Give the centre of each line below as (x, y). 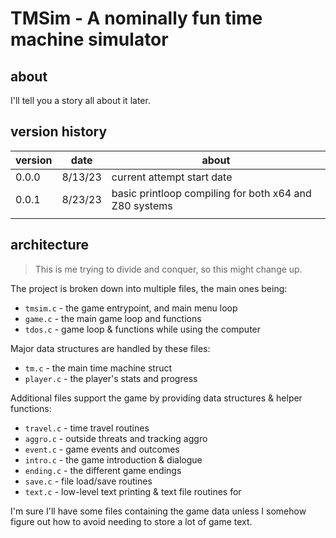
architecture (50, 245)
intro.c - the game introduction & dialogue (113, 459)
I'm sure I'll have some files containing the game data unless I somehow (158, 511)
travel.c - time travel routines (87, 428)
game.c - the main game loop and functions (113, 318)
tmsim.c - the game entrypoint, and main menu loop (131, 308)
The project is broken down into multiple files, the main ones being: (149, 288)
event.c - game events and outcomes (102, 449)
